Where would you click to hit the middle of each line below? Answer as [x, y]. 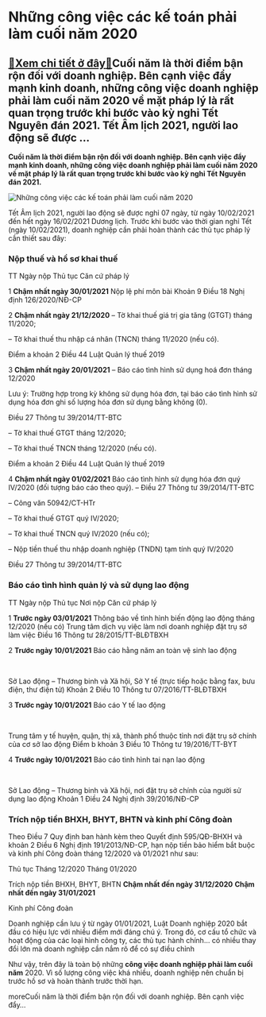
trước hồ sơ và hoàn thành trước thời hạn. [76, 980]
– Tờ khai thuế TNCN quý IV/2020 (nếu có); [79, 534]
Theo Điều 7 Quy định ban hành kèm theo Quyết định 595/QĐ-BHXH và [125, 836]
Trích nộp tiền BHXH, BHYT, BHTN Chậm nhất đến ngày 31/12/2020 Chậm [132, 884]
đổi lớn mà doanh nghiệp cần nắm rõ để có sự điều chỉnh [101, 949]
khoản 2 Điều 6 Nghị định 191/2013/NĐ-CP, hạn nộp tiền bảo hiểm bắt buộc [132, 845]
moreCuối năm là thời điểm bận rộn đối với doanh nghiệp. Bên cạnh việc [126, 996]
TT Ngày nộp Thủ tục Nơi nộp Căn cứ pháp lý [83, 602]
